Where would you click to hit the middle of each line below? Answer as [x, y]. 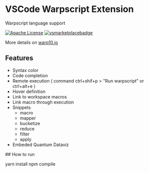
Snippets [21, 107]
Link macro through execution [43, 102]
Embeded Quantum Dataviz [40, 144]
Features [19, 58]
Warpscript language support [35, 23]
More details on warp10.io [32, 42]
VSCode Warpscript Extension [70, 9]
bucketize [30, 123]
